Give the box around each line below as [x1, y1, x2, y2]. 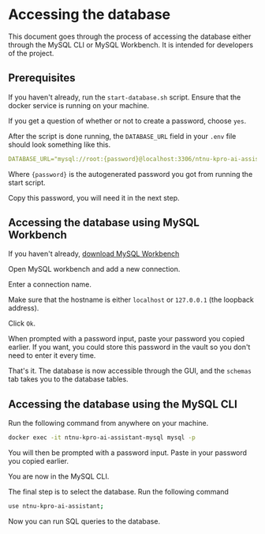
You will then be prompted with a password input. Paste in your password [8, 448, 247, 457]
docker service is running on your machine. [8, 100, 150, 110]
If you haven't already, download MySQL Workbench [8, 249, 180, 258]
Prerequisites [8, 71, 76, 85]
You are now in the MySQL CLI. [8, 472, 110, 481]
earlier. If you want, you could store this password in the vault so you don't [8, 342, 251, 352]
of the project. [8, 48, 54, 58]
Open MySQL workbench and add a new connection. [8, 265, 181, 274]
